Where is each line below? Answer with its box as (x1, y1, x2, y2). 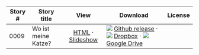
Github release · (113, 25, 158, 33)
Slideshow (69, 36, 98, 43)
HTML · (73, 29, 94, 36)
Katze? (32, 39, 52, 47)
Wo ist (32, 25, 50, 33)
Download (119, 11, 149, 19)
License (167, 11, 190, 19)
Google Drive (106, 39, 143, 47)
